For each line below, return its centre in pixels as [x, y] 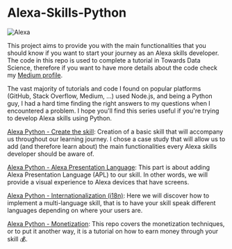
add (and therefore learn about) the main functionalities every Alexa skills [112, 146]
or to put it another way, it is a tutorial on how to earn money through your [113, 231]
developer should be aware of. [51, 154]
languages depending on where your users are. [75, 210]
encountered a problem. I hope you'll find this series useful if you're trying [113, 111]
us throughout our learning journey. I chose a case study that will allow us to [116, 139]
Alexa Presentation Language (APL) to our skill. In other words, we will [108, 175]
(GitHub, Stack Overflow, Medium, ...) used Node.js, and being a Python [110, 96]
